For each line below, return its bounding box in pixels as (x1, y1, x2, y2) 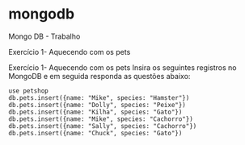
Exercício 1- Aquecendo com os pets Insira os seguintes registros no (8, 62, 237, 72)
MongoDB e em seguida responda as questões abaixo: (8, 71, 191, 81)
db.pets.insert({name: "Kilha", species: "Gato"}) (8, 108, 183, 116)
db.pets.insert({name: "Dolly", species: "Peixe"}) (8, 101, 186, 109)
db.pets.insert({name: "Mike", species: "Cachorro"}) (8, 114, 194, 123)
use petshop (8, 86, 49, 95)
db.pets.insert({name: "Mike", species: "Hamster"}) (8, 93, 190, 101)
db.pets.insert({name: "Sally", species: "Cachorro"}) (8, 122, 197, 130)
